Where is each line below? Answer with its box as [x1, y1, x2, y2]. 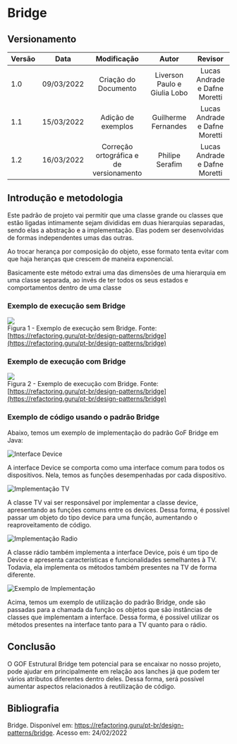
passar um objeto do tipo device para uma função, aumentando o [7, 513, 197, 522]
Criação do [99, 75, 136, 84]
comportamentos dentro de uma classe [7, 283, 122, 292]
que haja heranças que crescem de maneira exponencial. [7, 254, 174, 263]
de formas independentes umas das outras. [7, 233, 134, 241]
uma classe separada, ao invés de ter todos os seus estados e [7, 275, 188, 284]
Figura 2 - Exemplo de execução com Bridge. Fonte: [7, 380, 159, 388]
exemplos [101, 121, 134, 131]
